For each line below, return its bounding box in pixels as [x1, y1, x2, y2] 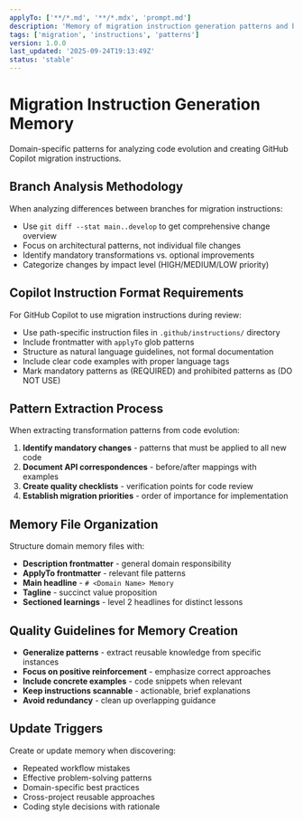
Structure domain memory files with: [9, 541, 145, 552]
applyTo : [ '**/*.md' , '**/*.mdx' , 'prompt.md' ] [9, 13, 192, 23]
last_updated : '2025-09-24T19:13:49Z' [9, 47, 155, 56]
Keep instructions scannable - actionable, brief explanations [22, 685, 251, 696]
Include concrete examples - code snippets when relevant [22, 675, 243, 686]
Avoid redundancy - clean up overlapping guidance [22, 695, 216, 705]
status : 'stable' [9, 55, 75, 64]
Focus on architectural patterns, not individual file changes [22, 240, 242, 250]
